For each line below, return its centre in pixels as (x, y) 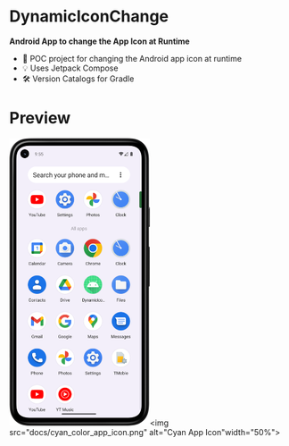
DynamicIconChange (89, 17)
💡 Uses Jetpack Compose (70, 68)
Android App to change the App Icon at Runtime (99, 41)
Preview (40, 118)
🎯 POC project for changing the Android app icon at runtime (132, 58)
